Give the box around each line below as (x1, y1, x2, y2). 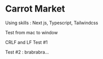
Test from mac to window (5, 29, 58, 35)
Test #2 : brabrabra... (5, 49, 49, 55)
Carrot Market (5, 3, 65, 15)
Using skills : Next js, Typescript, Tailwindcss (5, 20, 98, 26)
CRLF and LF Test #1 (5, 39, 48, 45)
